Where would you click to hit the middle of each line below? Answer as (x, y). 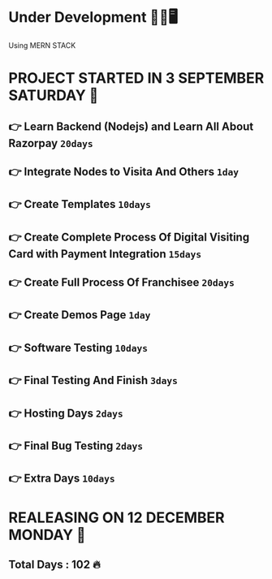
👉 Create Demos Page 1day (80, 315)
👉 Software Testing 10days (78, 348)
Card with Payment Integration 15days (105, 254)
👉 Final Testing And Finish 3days (93, 380)
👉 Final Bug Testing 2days (76, 446)
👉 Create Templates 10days (80, 204)
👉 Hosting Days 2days (66, 413)
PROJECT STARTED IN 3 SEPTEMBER (136, 78)
